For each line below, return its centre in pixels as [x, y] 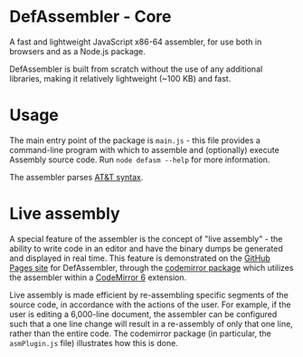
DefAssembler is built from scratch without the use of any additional [136, 69]
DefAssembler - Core [90, 17]
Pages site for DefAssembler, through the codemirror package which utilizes [151, 267]
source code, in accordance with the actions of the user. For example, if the [150, 304]
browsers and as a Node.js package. [78, 51]
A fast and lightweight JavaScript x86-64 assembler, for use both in [136, 42]
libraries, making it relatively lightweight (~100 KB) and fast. [120, 78]
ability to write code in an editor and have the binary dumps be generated [146, 248]
